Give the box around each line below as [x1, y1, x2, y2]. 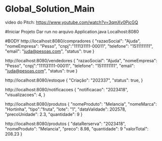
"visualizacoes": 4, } [5, 92, 45, 98]
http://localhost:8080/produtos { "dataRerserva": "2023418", [5, 121, 126, 127]
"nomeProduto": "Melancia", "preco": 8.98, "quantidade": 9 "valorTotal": [5, 126, 149, 131]
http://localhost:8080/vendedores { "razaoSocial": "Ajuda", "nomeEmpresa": [5, 57, 157, 63]
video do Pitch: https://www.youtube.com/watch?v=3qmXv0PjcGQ [5, 19, 138, 25]
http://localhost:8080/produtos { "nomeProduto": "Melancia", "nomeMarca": [5, 101, 157, 107]
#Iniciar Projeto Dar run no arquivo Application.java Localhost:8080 [5, 28, 139, 34]
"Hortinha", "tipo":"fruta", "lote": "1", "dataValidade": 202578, [5, 106, 127, 112]
